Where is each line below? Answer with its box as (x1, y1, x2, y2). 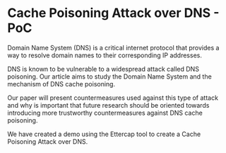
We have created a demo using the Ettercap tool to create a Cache (7, 130, 201, 138)
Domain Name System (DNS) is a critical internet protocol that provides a (7, 43, 220, 52)
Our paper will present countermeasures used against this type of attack (7, 93, 219, 102)
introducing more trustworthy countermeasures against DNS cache (7, 108, 203, 117)
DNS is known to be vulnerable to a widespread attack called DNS (7, 64, 200, 73)
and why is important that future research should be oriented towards (7, 101, 210, 109)
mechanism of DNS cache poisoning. (7, 79, 115, 88)
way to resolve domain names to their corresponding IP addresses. (7, 51, 203, 59)
